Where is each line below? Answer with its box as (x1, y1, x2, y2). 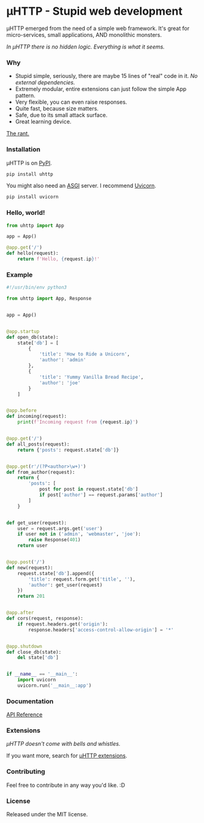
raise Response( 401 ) (28, 537, 81, 543)
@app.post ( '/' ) (6, 559, 45, 565)
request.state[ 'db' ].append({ (17, 570, 95, 576)
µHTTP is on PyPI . (6, 159, 52, 166)
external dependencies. (15, 79, 75, 87)
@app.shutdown (6, 643, 43, 649)
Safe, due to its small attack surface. (15, 112, 108, 119)
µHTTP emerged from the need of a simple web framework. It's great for (6, 25, 190, 32)
